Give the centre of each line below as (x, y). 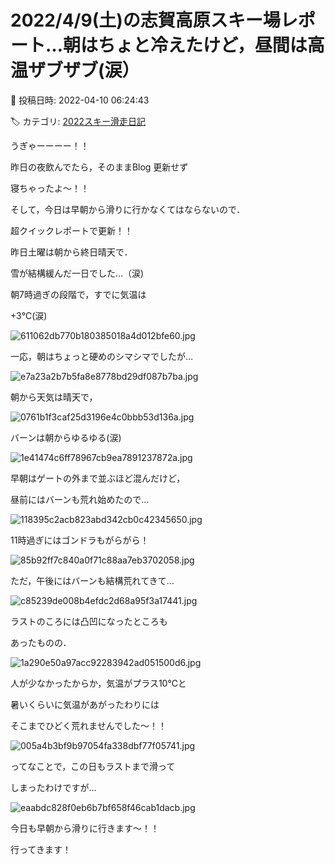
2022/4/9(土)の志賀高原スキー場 (145, 20)
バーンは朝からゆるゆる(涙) (66, 437)
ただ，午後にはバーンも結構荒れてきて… (92, 580)
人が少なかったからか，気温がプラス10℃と (98, 683)
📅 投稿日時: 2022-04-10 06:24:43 (80, 100)
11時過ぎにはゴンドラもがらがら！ (80, 540)
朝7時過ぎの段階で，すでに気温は (78, 294)
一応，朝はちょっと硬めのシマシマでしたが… (102, 356)
